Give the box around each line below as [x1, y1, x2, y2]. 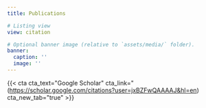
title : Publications [7, 10, 67, 17]
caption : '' [13, 54, 48, 61]
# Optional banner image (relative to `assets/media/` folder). [7, 41, 195, 48]
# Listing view [7, 22, 51, 29]
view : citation [7, 29, 51, 36]
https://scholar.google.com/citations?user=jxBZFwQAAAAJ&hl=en [9, 86, 197, 94]
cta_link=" [105, 79, 134, 87]
